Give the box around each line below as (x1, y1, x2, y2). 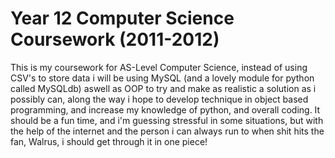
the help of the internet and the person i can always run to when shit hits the (10, 125, 325, 137)
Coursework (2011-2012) (10, 28, 220, 51)
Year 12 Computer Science (10, 7, 235, 30)
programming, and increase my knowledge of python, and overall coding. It (10, 103, 321, 116)
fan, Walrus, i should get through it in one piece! (10, 135, 208, 147)
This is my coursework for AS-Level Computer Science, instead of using (10, 61, 308, 73)
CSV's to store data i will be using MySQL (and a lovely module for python (10, 72, 315, 84)
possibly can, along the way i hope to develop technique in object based (10, 93, 309, 105)
